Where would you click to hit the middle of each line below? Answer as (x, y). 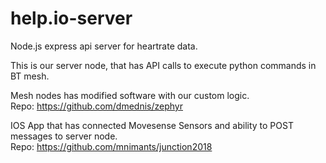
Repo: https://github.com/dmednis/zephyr (96, 106)
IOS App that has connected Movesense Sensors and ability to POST (152, 125)
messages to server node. (64, 136)
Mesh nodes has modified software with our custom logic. (130, 95)
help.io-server (71, 18)
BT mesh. (30, 76)
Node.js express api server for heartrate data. (104, 46)
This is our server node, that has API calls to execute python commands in (163, 65)
